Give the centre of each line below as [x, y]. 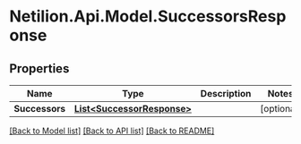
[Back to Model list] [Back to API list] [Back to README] [112, 131]
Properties [39, 68]
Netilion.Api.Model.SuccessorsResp [148, 17]
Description [226, 93]
